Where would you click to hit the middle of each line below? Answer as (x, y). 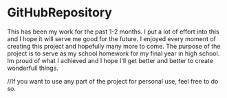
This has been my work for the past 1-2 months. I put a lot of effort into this (113, 32)
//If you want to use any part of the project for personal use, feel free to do (113, 81)
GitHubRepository (60, 13)
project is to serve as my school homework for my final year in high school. (113, 53)
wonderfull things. (33, 68)
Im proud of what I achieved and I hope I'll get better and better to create (110, 60)
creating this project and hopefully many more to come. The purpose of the (114, 46)
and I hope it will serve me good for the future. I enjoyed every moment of (112, 38)
